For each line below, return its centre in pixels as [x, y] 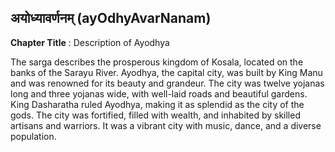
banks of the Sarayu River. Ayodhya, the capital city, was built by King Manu [166, 72]
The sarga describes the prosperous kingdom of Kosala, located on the [157, 62]
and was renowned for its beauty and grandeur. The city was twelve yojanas [167, 83]
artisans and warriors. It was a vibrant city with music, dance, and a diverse [166, 125]
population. [33, 136]
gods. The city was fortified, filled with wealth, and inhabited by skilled [155, 115]
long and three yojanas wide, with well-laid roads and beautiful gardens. [159, 93]
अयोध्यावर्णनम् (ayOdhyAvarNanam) [111, 18]
